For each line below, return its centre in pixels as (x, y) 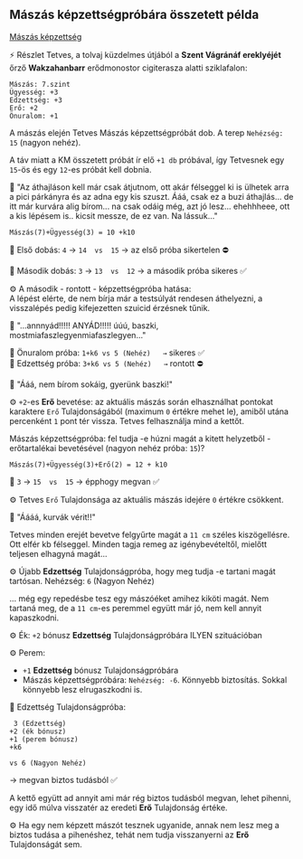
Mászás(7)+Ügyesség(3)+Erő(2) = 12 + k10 (89, 465)
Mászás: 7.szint (40, 84)
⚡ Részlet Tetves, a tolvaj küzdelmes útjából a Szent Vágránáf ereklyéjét (146, 54)
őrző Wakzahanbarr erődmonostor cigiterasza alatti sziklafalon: (128, 68)
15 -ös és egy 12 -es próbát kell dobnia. (80, 169)
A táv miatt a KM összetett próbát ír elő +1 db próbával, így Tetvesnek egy (147, 160)
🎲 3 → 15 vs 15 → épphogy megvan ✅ (85, 481)
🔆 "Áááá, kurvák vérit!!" (53, 517)
